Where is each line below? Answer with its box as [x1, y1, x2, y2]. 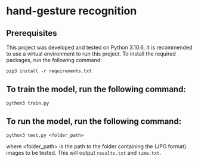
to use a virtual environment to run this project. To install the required [6, 50, 176, 57]
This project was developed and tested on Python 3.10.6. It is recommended [6, 44, 193, 51]
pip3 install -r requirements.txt [6, 68, 92, 74]
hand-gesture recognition [6, 4, 137, 18]
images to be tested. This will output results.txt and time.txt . [6, 149, 162, 156]
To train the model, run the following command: [6, 84, 186, 94]
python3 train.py [6, 100, 49, 106]
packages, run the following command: [6, 57, 103, 63]
